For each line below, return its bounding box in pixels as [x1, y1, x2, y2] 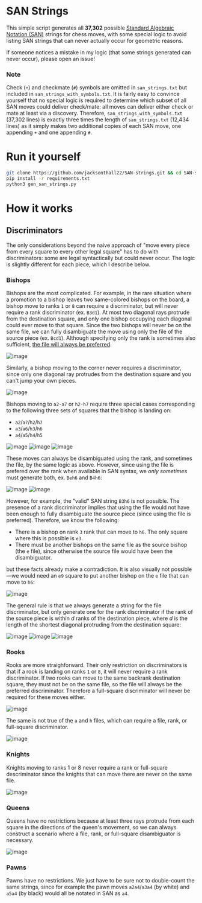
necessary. [6, 836, 34, 843]
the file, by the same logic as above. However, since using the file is [6, 461, 174, 468]
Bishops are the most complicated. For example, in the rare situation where [6, 290, 192, 297]
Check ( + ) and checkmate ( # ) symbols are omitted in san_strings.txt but [6, 84, 188, 91]
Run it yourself [6, 150, 81, 164]
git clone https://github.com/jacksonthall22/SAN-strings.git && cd [6, 170, 182, 176]
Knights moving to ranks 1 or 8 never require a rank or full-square [6, 764, 168, 771]
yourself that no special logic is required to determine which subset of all [6, 97, 187, 104]
